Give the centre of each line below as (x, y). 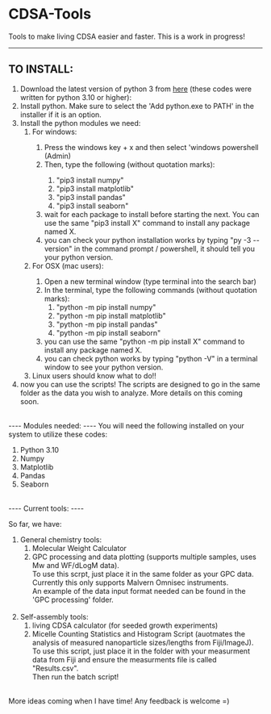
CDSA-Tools (50, 14)
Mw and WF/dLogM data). (75, 565)
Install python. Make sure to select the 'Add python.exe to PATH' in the (137, 106)
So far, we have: (35, 524)
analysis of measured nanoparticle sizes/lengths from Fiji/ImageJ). (143, 642)
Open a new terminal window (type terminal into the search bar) (150, 281)
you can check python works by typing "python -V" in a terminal (151, 358)
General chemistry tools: (61, 539)
